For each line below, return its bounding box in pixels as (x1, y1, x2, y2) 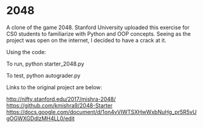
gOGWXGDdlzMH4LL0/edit (6, 115, 75, 122)
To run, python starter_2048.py (6, 60, 84, 67)
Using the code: (6, 48, 47, 55)
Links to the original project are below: (6, 83, 102, 91)
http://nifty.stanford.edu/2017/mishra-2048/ (6, 95, 116, 103)
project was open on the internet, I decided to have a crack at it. (6, 36, 167, 44)
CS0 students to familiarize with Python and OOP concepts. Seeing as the (6, 30, 191, 37)
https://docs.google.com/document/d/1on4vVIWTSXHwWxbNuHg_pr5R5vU (6, 108, 197, 115)
